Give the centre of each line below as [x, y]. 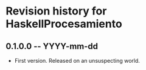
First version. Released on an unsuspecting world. [77, 61]
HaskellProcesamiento [64, 24]
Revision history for [56, 11]
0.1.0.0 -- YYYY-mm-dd [52, 46]
